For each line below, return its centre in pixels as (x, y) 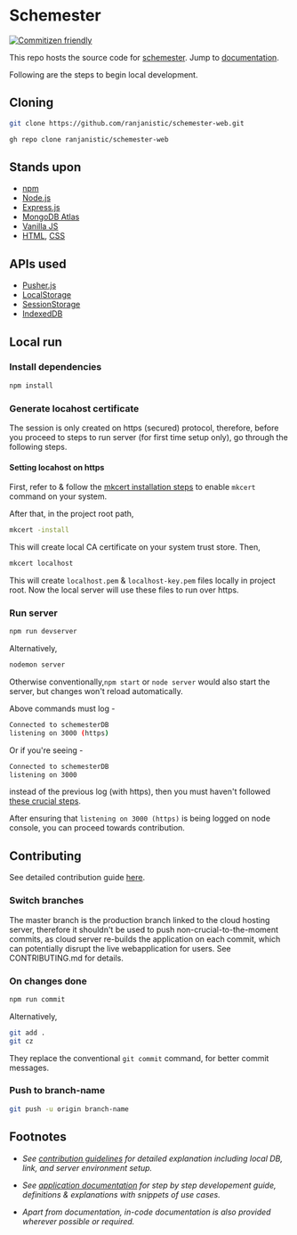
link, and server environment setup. (87, 1167)
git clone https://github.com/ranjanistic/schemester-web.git (127, 123)
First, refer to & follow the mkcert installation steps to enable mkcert (132, 487)
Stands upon (45, 167)
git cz (21, 1041)
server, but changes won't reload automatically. (96, 691)
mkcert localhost (41, 564)
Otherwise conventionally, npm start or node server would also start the (140, 682)
